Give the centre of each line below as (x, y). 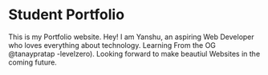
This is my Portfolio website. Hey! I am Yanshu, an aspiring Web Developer (131, 37)
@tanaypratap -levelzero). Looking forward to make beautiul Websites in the (134, 53)
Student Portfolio (67, 15)
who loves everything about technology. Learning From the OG (112, 45)
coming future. (33, 62)
